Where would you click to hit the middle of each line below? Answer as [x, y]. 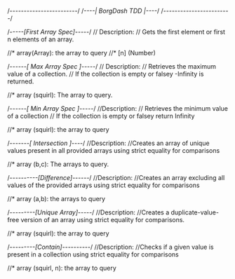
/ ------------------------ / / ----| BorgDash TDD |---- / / [85, 11]
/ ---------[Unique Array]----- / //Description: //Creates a [88, 212]
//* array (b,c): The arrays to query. [58, 164]
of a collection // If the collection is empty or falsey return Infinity [101, 116]
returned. [21, 81]
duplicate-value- [195, 212]
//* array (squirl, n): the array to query [62, 268]
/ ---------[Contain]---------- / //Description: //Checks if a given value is [110, 247]
